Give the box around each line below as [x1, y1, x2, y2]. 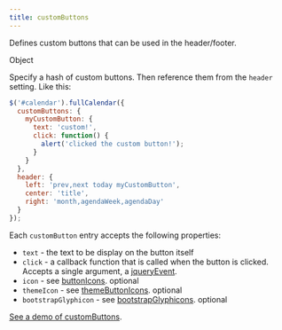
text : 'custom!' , [32, 123, 98, 132]
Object [9, 54, 34, 65]
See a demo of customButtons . [9, 311, 122, 322]
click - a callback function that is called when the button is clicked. [21, 256, 269, 267]
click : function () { [32, 131, 109, 140]
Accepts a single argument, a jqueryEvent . [21, 265, 177, 276]
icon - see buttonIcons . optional [21, 275, 139, 286]
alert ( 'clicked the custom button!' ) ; [41, 139, 184, 148]
